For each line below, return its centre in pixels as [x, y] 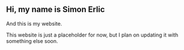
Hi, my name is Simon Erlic [56, 10]
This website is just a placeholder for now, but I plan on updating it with [92, 35]
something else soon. [32, 41]
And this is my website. [34, 23]
